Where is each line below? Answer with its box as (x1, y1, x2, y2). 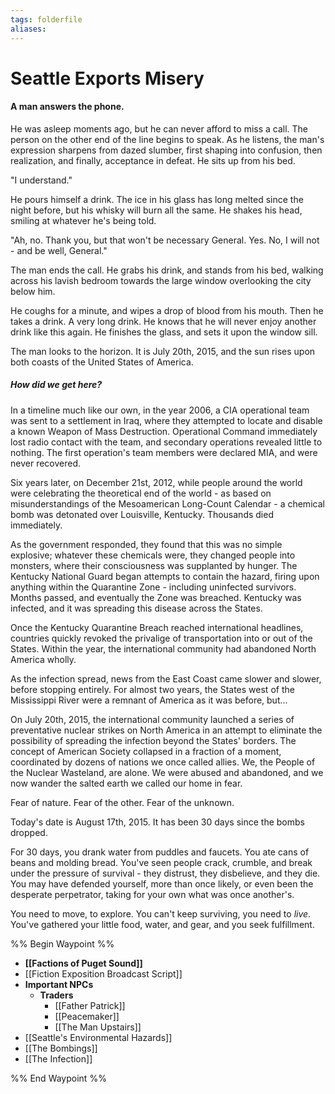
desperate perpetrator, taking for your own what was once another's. (10, 888, 295, 900)
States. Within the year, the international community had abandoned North (10, 642, 317, 655)
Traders (39, 989, 74, 1001)
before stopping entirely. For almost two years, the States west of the (10, 683, 295, 695)
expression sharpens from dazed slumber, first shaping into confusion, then (10, 144, 323, 156)
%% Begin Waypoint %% (10, 937, 115, 950)
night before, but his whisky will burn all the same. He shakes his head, (10, 204, 303, 216)
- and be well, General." (10, 244, 108, 256)
